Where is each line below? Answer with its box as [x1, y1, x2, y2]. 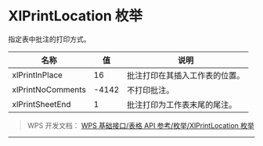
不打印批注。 [126, 84, 175, 95]
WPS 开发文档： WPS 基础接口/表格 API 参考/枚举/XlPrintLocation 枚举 [27, 120, 254, 130]
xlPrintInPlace [12, 69, 63, 80]
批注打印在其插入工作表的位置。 [126, 69, 245, 80]
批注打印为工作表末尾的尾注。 [126, 99, 237, 110]
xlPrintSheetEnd [12, 98, 72, 109]
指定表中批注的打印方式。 [8, 34, 91, 44]
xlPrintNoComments [12, 84, 86, 94]
